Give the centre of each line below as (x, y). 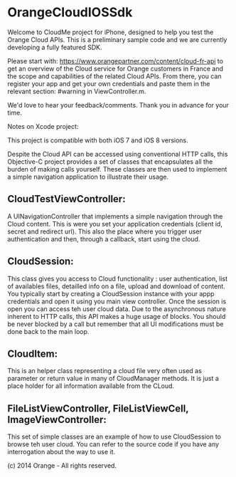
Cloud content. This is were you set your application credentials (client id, (115, 224)
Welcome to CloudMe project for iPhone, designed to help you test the (111, 32)
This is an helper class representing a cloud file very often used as (105, 371)
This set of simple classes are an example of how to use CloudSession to (114, 437)
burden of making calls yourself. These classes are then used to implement (117, 169)
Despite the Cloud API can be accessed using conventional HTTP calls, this (118, 154)
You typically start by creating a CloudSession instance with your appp (111, 293)
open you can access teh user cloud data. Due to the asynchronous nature (117, 309)
